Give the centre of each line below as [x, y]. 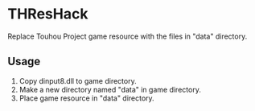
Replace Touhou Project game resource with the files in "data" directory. [127, 36]
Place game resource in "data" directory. [86, 98]
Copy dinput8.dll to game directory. [78, 80]
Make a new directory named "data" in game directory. [110, 89]
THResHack [48, 14]
